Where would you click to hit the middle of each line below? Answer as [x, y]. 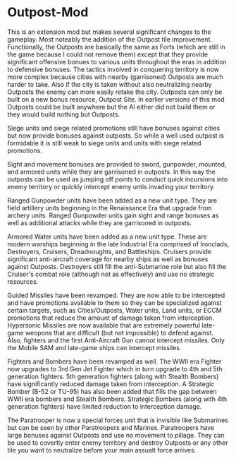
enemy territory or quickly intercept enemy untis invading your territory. [111, 186]
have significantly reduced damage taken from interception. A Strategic [111, 384]
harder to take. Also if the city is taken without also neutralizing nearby [110, 84]
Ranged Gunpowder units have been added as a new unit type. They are [112, 200]
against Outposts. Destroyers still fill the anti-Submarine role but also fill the [117, 266]
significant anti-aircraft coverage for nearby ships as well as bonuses [108, 259]
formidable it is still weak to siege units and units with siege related [104, 143]
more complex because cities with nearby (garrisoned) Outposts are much [115, 77]
